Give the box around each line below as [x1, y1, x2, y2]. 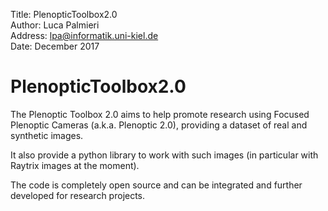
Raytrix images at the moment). [10, 159, 140, 171]
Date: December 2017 [10, 40, 100, 52]
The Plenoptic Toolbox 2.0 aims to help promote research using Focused [10, 108, 310, 120]
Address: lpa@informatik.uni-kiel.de [10, 30, 159, 41]
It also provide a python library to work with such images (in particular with [10, 149, 319, 161]
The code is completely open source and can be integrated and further [10, 179, 303, 191]
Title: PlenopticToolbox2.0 [10, 9, 118, 20]
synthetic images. [10, 129, 84, 141]
